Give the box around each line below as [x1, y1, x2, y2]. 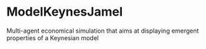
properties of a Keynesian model [6, 33, 99, 42]
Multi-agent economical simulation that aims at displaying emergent [6, 27, 199, 35]
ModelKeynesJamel [6, 4, 123, 20]
